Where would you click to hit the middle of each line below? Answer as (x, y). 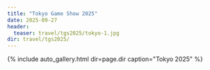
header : (18, 26)
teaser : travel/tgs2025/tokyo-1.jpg (66, 33)
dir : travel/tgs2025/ (39, 40)
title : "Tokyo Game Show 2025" (52, 14)
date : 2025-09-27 (32, 20)
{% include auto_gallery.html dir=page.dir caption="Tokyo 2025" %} (105, 59)
